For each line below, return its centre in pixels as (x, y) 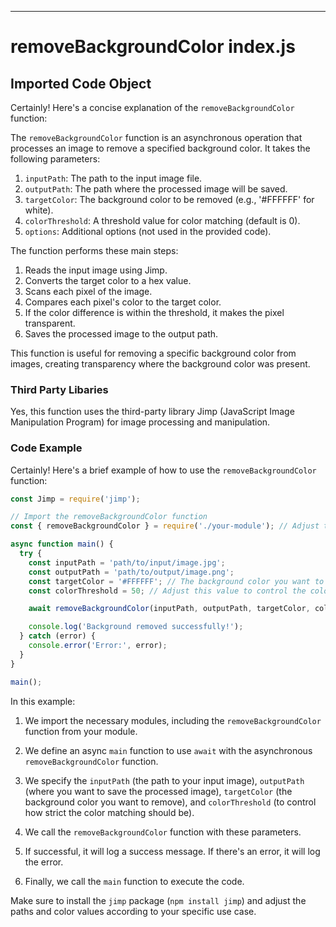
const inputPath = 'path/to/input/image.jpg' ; (127, 562)
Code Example (46, 448)
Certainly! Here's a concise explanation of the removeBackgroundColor (152, 107)
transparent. (50, 323)
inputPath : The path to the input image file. (113, 178)
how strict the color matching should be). (109, 812)
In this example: (43, 701)
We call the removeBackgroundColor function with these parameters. (163, 832)
